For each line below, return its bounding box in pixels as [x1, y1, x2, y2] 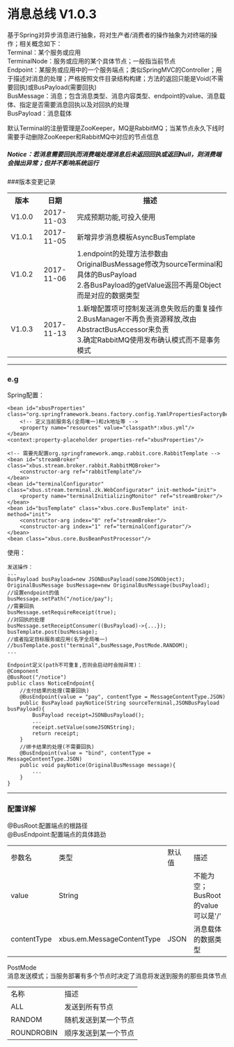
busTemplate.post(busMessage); [7, 628, 98, 636]
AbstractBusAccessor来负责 [76, 325, 169, 334]
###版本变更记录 [7, 177, 56, 185]
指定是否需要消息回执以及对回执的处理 [19, 100, 130, 109]
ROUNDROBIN [10, 1027, 58, 1037]
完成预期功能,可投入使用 [76, 212, 156, 222]
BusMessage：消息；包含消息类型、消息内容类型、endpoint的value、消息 [7, 91, 219, 100]
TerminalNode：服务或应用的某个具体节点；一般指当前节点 [7, 56, 176, 65]
